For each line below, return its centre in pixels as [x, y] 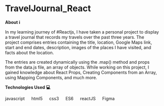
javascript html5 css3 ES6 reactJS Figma [60, 98]
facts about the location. [30, 53]
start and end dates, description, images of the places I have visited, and [78, 47]
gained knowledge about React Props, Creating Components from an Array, [81, 72]
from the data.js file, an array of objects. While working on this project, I [77, 67]
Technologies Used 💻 [28, 87]
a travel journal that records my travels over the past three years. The [75, 37]
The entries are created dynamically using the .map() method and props [77, 62]
